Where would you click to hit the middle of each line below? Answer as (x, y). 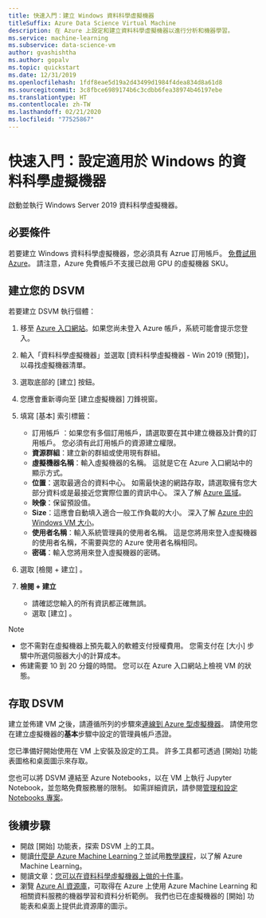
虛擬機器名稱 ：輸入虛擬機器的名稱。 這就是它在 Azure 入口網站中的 (142, 463)
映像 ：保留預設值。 (63, 502)
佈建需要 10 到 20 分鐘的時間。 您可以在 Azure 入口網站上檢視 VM (128, 666)
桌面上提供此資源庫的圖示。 (86, 906)
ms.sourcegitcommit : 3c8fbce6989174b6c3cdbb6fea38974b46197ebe (115, 90)
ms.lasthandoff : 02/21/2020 (55, 112)
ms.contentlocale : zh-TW (49, 104)
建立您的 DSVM (47, 291)
